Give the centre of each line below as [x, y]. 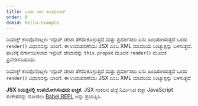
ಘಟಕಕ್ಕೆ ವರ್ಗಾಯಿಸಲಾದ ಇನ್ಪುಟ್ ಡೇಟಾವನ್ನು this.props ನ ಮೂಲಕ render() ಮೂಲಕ [87, 53]
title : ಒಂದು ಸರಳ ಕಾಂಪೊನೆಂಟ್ [36, 12]
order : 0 [17, 17]
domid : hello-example [33, 23]
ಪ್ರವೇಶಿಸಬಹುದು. [21, 59]
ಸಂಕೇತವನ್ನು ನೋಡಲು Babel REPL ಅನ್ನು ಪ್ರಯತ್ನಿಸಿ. [54, 97]
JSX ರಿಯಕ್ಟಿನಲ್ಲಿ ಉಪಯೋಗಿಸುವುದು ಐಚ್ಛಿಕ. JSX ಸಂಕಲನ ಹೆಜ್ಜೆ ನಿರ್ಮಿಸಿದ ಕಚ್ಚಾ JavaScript [90, 90]
